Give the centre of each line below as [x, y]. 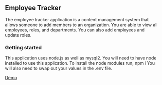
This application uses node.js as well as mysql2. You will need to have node [81, 58]
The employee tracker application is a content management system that [77, 19]
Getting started [24, 47]
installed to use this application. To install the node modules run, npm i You [80, 63]
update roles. [18, 35]
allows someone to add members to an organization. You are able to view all [81, 25]
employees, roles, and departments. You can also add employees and [75, 30]
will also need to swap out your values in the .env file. [59, 68]
